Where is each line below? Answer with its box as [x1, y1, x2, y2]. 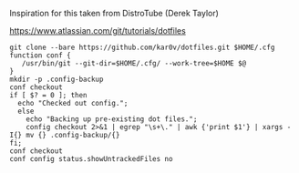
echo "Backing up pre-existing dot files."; [26, 115, 198, 124]
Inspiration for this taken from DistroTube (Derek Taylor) [9, 8, 219, 18]
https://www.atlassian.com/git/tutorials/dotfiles [9, 25, 187, 36]
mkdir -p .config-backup [9, 75, 104, 84]
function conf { [9, 51, 71, 60]
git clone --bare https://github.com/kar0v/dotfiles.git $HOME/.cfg [9, 43, 275, 52]
